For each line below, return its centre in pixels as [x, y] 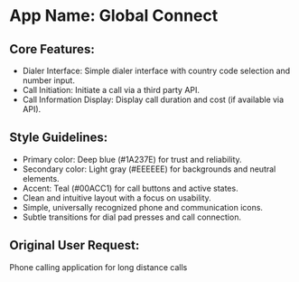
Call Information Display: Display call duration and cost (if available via [153, 99]
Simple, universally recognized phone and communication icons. [143, 207]
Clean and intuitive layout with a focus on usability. [117, 197]
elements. [41, 178]
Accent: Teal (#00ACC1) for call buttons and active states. [130, 188]
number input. [48, 80]
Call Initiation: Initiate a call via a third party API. [111, 90]
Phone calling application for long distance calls [98, 267]
